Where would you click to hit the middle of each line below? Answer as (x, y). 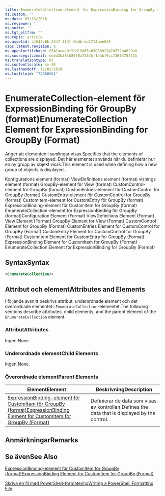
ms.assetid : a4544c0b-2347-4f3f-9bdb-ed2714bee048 (58, 42)
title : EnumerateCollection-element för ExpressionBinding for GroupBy (80, 10)
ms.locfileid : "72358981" (31, 74)
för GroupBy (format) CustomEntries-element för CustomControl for (91, 189)
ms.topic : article (24, 37)
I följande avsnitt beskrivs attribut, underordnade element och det (71, 301)
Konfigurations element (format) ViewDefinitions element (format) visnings (81, 179)
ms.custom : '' (20, 14)
